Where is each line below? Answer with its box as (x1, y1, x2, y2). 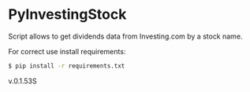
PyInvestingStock (8, 6, 127, 24)
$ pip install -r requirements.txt (8, 61, 125, 70)
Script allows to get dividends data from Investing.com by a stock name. (8, 31, 243, 41)
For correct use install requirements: (8, 46, 126, 56)
